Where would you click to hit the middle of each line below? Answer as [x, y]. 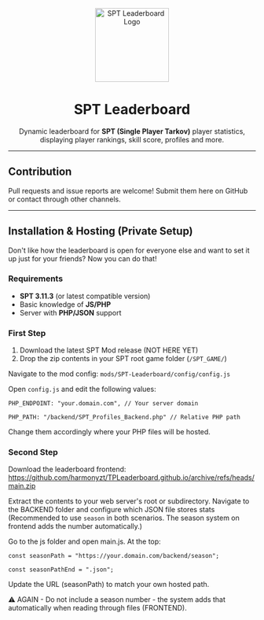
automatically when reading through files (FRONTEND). [97, 608]
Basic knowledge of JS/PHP [65, 304]
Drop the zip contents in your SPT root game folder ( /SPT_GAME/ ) [123, 359]
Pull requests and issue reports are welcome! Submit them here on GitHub [128, 190]
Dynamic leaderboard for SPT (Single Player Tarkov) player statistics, [132, 131]
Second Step [33, 452]
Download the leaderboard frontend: [67, 469]
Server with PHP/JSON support [70, 312]
